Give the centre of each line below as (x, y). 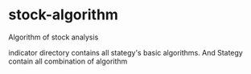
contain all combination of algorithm (68, 61)
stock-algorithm (64, 15)
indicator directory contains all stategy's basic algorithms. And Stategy (125, 52)
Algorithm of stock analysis (53, 37)
